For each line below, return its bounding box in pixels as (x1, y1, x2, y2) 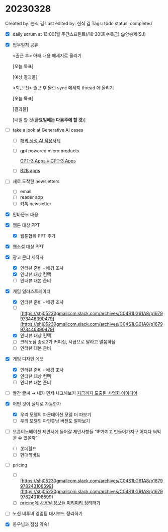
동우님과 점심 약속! (12, 521, 49, 527)
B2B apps (20, 167, 40, 174)
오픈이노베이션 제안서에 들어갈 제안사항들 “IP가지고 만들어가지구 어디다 (12, 428, 152, 434)
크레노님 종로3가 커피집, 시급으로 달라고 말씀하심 (20, 339, 116, 345)
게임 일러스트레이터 (12, 288, 51, 294)
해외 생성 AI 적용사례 (20, 138, 61, 144)
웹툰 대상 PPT (12, 222, 40, 228)
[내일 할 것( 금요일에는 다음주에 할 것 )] (12, 117, 86, 123)
